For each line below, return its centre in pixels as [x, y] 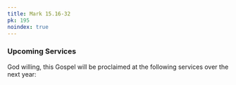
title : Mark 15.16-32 [39, 14]
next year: [22, 74]
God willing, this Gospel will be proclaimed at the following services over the [118, 67]
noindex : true [28, 27]
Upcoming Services [42, 51]
